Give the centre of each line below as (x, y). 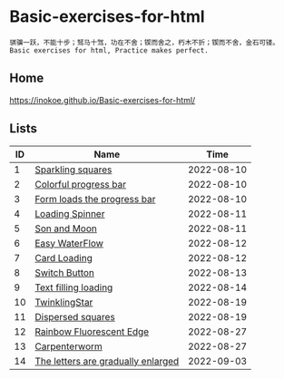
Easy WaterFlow (69, 243)
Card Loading (64, 258)
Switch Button (65, 272)
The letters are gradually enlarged (107, 361)
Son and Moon (66, 228)
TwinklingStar (64, 302)
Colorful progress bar (81, 184)
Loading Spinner (70, 213)
